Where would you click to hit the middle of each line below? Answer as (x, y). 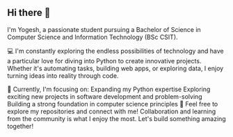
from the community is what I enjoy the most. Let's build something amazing (116, 118)
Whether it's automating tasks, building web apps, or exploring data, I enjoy (115, 68)
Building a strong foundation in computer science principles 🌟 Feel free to (113, 104)
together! (20, 126)
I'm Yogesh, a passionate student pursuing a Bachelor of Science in (104, 29)
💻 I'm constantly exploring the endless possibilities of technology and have (115, 51)
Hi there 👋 (29, 13)
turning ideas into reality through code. (63, 75)
